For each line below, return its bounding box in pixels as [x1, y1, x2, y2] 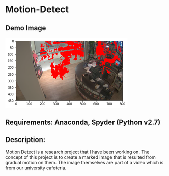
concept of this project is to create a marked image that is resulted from [5, 154, 156, 160]
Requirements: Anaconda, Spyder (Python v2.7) [5, 118, 161, 127]
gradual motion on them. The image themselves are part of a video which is [5, 160, 164, 166]
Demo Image [5, 24, 46, 32]
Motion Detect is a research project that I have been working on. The [5, 149, 150, 155]
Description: [5, 135, 46, 144]
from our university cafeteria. [5, 165, 67, 171]
